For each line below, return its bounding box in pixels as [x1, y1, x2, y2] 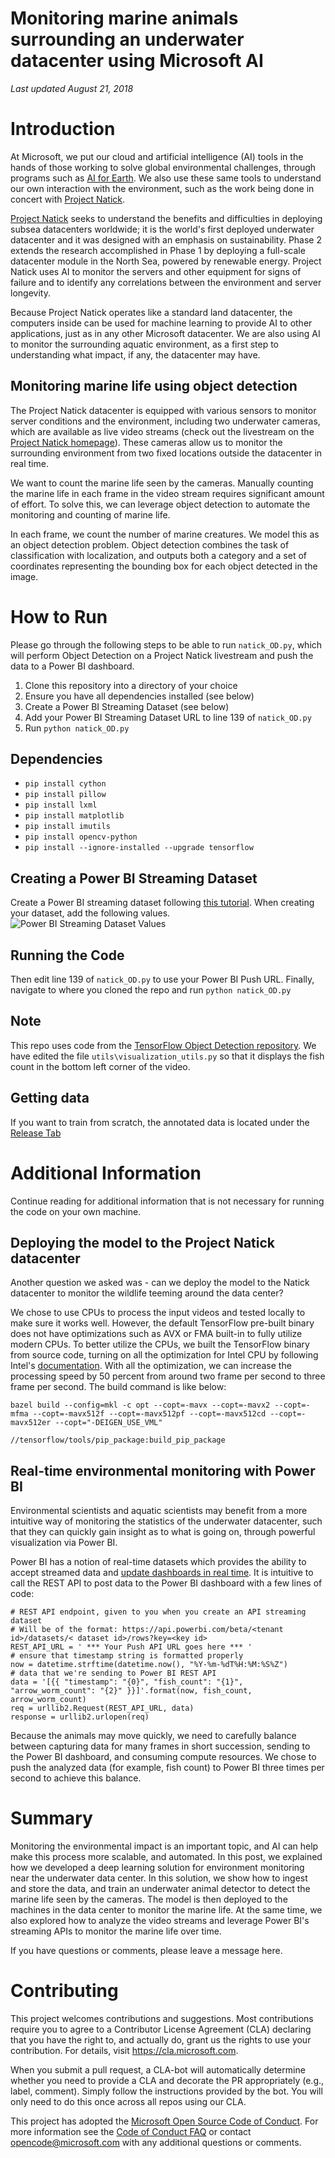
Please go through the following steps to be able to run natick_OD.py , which [10, 638, 323, 651]
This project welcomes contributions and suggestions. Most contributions [10, 2013, 314, 2025]
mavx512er [10, 1418, 52, 1428]
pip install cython [24, 779, 107, 789]
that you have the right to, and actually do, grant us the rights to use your [10, 2034, 312, 2046]
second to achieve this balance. [10, 1772, 142, 1784]
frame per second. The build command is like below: [10, 1381, 227, 1393]
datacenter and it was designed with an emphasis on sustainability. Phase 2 [10, 233, 323, 246]
